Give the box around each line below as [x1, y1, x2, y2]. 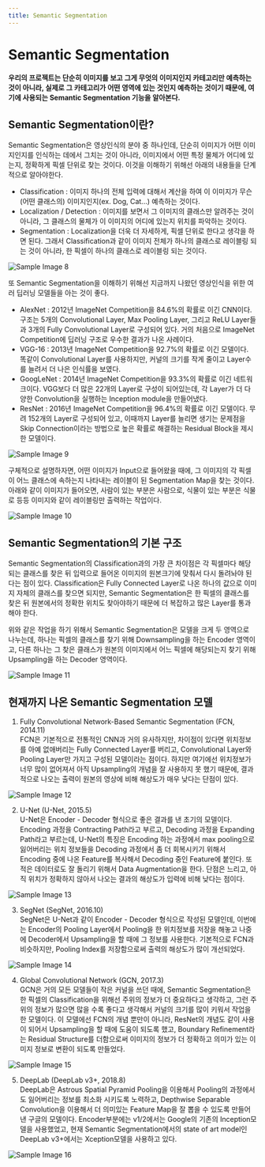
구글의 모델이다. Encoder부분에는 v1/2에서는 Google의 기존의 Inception [28, 1115, 251, 1123]
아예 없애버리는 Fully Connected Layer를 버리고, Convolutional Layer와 [28, 745, 252, 754]
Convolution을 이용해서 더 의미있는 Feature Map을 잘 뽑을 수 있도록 [19, 1104, 230, 1114]
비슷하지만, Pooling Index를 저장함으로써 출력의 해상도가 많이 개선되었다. [19, 945, 245, 953]
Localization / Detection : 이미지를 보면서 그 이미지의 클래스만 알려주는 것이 [19, 206, 255, 216]
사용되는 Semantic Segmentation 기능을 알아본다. [22, 93, 181, 102]
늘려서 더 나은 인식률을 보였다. [28, 365, 121, 374]
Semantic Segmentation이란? [8, 118, 155, 131]
